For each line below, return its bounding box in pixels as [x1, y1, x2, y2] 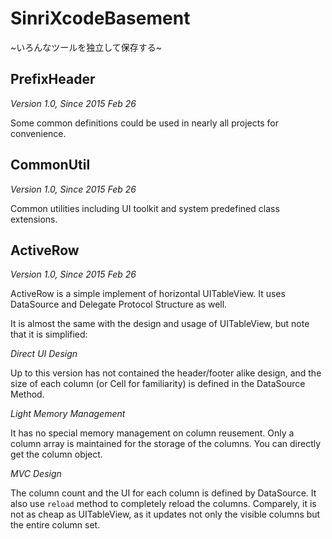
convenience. [10, 127, 67, 139]
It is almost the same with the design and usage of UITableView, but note [10, 318, 310, 330]
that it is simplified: [10, 328, 88, 341]
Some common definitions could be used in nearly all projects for [10, 117, 279, 129]
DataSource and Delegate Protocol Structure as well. [10, 298, 228, 311]
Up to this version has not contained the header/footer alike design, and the [10, 367, 322, 379]
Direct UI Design [10, 348, 78, 360]
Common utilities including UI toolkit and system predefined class [10, 202, 280, 214]
